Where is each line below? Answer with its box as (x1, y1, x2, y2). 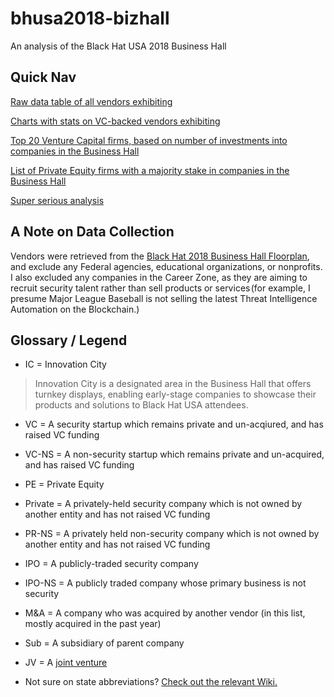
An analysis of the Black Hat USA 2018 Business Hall (10, 40, 227, 52)
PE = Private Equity (24, 478, 105, 491)
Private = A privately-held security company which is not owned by (24, 498, 303, 510)
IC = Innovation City (24, 358, 107, 371)
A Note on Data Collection (10, 223, 175, 241)
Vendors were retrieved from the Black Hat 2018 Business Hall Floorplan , (10, 250, 310, 262)
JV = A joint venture (24, 657, 108, 669)
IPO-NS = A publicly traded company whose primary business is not (24, 577, 307, 589)
